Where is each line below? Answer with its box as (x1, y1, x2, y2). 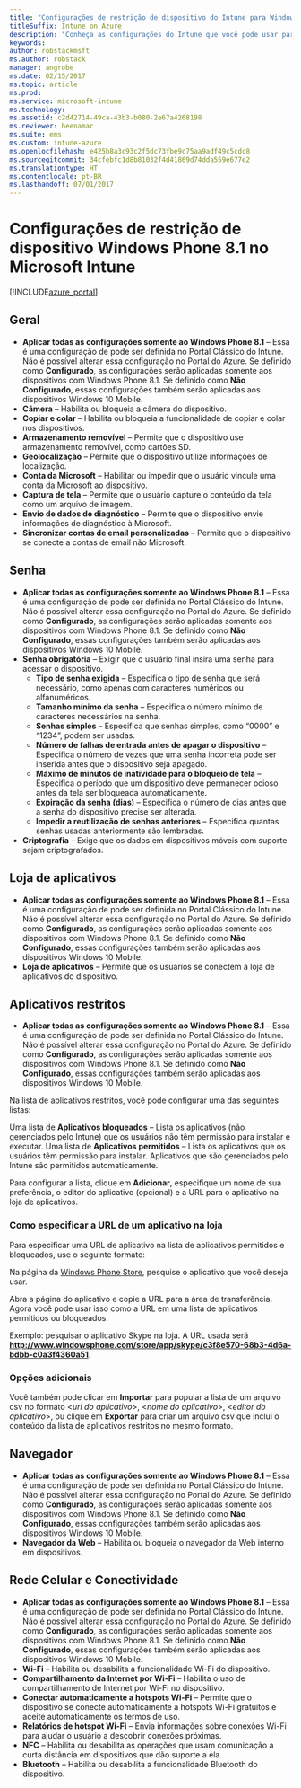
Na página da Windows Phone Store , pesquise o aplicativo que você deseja (9, 1266, 288, 1277)
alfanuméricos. (35, 691, 91, 702)
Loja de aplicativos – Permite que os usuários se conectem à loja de (21, 961, 275, 972)
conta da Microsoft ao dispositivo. (21, 480, 149, 490)
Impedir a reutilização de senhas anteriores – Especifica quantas (35, 815, 279, 826)
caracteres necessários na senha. (35, 710, 161, 721)
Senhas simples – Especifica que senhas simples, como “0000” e (35, 720, 279, 731)
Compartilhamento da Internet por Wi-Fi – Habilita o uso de (21, 1672, 246, 1684)
